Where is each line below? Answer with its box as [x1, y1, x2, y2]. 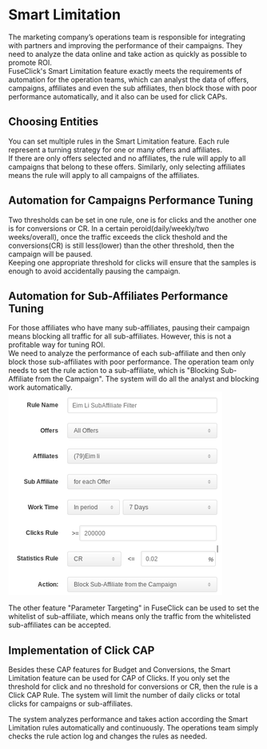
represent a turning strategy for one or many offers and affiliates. [8, 144, 222, 154]
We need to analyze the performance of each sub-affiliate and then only [8, 349, 246, 358]
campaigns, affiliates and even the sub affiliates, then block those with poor [8, 83, 257, 93]
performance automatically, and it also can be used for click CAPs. [8, 91, 228, 101]
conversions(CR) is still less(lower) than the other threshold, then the [8, 241, 234, 250]
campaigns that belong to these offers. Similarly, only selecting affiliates [8, 162, 245, 172]
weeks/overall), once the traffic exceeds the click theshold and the [8, 232, 228, 241]
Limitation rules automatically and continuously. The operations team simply [8, 723, 259, 733]
